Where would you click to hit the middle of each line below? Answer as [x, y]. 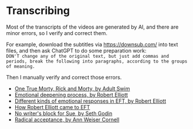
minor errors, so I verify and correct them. [57, 33]
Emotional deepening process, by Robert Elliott [71, 95]
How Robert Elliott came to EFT [52, 107]
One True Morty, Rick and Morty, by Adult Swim [72, 88]
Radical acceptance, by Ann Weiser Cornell [67, 119]
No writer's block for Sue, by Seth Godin [63, 113]
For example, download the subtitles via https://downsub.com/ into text [92, 44]
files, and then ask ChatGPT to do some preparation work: [76, 50]
